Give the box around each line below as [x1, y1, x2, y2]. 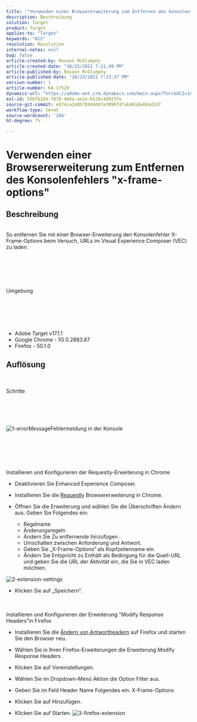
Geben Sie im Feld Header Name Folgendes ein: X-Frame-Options [14, 686, 174, 694]
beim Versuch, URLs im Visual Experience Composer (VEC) [43, 238, 188, 245]
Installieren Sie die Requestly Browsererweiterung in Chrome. [14, 492, 163, 499]
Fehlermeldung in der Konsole [50, 424, 123, 432]
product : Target [6, 25, 46, 31]
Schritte [6, 387, 25, 395]
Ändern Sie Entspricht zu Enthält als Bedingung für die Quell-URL [23, 551, 181, 559]
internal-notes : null [6, 47, 59, 53]
